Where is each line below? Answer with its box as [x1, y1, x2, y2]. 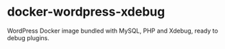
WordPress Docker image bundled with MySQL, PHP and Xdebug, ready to [7, 27, 218, 35]
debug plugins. [7, 33, 50, 42]
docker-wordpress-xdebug [7, 4, 165, 20]
